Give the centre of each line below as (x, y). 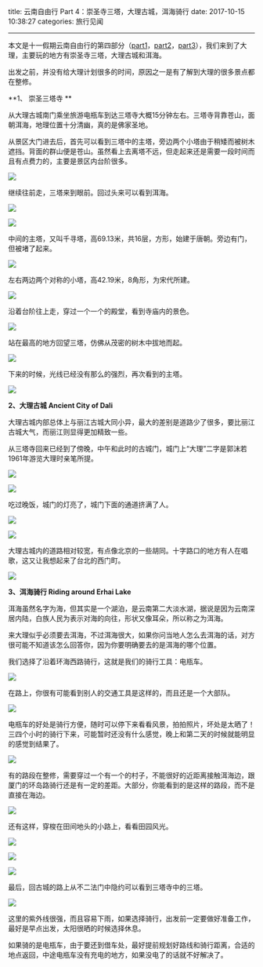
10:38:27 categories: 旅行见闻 (56, 21)
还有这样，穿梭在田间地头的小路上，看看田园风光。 (90, 826)
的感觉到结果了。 (36, 744)
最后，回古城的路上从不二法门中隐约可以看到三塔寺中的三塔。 (108, 887)
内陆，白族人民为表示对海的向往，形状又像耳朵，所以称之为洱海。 (121, 618)
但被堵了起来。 (32, 248)
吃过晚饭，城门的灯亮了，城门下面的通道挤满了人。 (90, 504)
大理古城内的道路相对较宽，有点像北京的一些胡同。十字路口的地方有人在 (124, 551)
